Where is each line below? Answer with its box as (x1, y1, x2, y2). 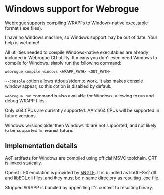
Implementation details (5, 142, 78, 150)
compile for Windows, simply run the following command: (5, 60, 122, 65)
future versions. (5, 112, 37, 119)
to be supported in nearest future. (5, 127, 74, 133)
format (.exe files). (5, 25, 43, 31)
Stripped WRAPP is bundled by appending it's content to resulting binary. (5, 184, 153, 190)
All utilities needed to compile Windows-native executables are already (5, 49, 149, 55)
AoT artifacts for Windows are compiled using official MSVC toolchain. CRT (5, 155, 157, 161)
